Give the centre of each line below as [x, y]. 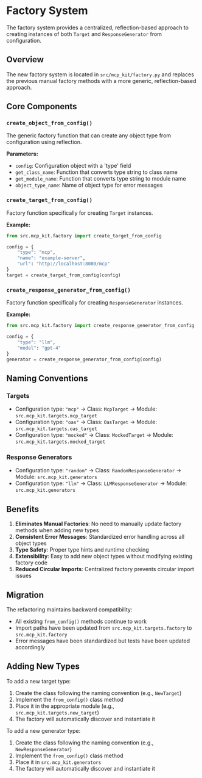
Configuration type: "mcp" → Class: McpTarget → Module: [86, 409]
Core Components [42, 106]
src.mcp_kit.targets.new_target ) [57, 712]
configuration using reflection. [44, 142]
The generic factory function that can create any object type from [89, 135]
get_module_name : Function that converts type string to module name [101, 179]
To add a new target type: [39, 681]
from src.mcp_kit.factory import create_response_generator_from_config [100, 326]
